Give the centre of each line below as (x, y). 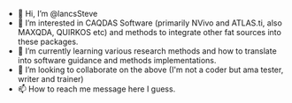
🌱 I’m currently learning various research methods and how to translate (147, 51)
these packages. (48, 41)
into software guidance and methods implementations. (117, 60)
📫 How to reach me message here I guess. (96, 89)
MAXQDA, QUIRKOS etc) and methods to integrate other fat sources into (149, 32)
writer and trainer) (50, 79)
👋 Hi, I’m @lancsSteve (58, 14)
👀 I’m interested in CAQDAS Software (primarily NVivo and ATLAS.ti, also (150, 23)
